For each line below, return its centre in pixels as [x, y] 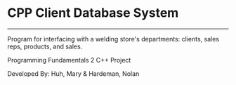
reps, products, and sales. [45, 46]
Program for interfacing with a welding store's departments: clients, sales [113, 39]
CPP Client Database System [93, 13]
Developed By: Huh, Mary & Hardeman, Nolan [73, 73]
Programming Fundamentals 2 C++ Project [69, 60]
